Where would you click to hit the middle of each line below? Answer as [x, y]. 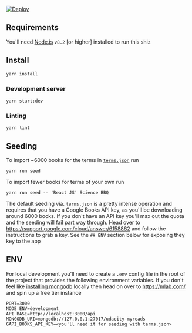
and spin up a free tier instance [44, 292]
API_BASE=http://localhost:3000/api [51, 314]
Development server [36, 88]
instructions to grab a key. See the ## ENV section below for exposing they [95, 235]
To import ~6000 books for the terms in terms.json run [73, 160]
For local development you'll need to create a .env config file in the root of [96, 273]
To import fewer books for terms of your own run [65, 182]
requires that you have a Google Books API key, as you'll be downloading [94, 210]
